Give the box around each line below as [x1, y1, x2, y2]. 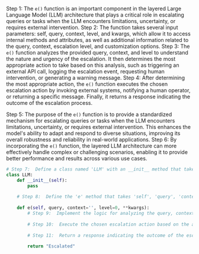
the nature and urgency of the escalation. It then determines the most [6, 56, 176, 62]
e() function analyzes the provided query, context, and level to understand [6, 49, 188, 56]
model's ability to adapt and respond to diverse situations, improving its [6, 130, 181, 137]
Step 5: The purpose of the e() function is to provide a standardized [6, 111, 172, 118]
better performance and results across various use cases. [6, 155, 147, 162]
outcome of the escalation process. [6, 99, 93, 106]
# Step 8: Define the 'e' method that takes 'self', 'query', [17, 194, 176, 200]
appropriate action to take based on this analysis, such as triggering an [6, 62, 179, 69]
